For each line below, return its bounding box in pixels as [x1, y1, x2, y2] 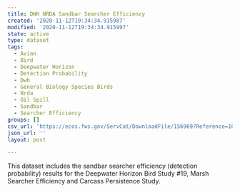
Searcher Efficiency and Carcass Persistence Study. [7, 177, 161, 186]
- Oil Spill [14, 97, 50, 104]
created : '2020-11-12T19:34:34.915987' [7, 17, 126, 24]
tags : [7, 43, 24, 50]
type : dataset [7, 37, 50, 44]
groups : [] [7, 116, 40, 123]
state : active [7, 30, 50, 38]
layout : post [7, 136, 46, 143]
